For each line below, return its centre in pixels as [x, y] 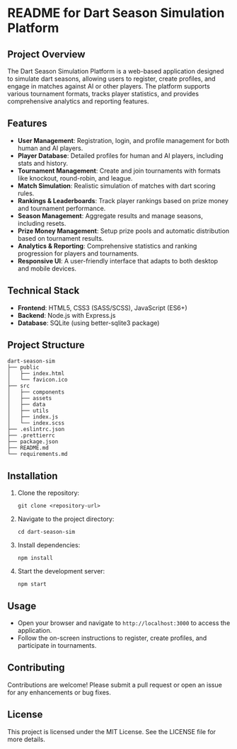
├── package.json [33, 442]
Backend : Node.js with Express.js [67, 315]
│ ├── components [36, 392]
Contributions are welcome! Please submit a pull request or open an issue [115, 685]
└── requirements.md [38, 454]
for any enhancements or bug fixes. [59, 692]
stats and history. [43, 163]
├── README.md [28, 448]
